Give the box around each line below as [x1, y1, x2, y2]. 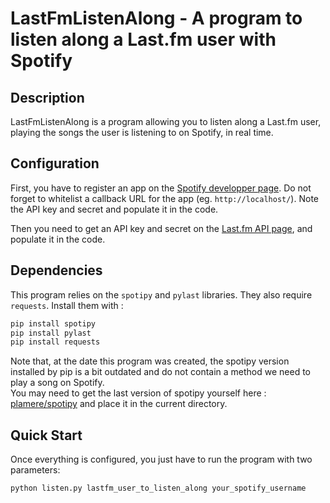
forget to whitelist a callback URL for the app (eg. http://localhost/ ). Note [10, 192, 319, 204]
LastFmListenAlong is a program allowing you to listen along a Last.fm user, [10, 116, 322, 127]
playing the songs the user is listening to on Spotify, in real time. [10, 127, 274, 138]
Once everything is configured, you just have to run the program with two [10, 453, 313, 466]
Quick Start [10, 427, 83, 444]
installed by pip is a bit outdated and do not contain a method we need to [10, 366, 311, 378]
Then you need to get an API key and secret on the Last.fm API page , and [10, 222, 313, 234]
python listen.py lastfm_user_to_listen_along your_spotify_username [10, 483, 307, 494]
